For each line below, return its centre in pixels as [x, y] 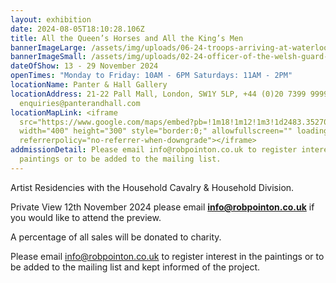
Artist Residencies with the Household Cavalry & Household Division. [152, 187]
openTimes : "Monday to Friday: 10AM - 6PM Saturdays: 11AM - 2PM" [151, 76]
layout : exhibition [51, 19]
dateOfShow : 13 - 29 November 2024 [84, 66]
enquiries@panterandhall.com [80, 103]
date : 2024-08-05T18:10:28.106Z [77, 29]
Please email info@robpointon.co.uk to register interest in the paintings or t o [167, 256]
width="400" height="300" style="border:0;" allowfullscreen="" [156, 131]
